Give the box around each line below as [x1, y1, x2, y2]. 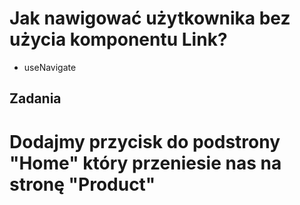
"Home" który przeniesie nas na [9, 152, 282, 174]
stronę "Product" [9, 173, 156, 196]
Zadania [9, 90, 62, 107]
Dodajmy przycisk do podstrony [9, 130, 281, 153]
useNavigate [23, 61, 77, 73]
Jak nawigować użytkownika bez [9, 7, 291, 30]
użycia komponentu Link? [9, 28, 228, 51]
